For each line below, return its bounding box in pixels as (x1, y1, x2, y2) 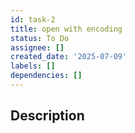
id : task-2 (10, 14, 56, 25)
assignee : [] (10, 42, 65, 53)
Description (10, 107, 85, 125)
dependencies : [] (10, 71, 83, 81)
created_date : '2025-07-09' (10, 52, 128, 62)
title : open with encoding (10, 24, 123, 34)
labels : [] (10, 61, 56, 71)
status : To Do (10, 33, 70, 43)
